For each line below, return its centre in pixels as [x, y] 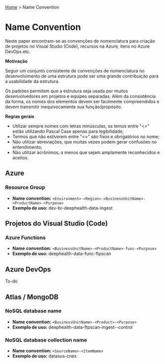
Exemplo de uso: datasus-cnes [44, 356]
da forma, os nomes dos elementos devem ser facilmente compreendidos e [82, 101]
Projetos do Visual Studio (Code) [56, 224]
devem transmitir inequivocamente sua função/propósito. [64, 107]
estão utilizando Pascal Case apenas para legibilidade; [68, 131]
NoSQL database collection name [46, 340]
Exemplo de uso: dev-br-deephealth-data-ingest [62, 208]
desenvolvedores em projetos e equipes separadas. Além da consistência [81, 96]
